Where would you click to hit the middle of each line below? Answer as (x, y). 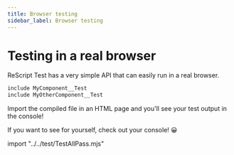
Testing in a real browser (82, 56)
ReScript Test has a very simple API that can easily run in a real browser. (113, 75)
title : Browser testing (43, 14)
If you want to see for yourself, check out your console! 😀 (92, 130)
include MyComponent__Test (47, 89)
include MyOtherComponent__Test (55, 95)
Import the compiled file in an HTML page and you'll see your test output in (117, 109)
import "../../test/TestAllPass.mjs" (56, 144)
